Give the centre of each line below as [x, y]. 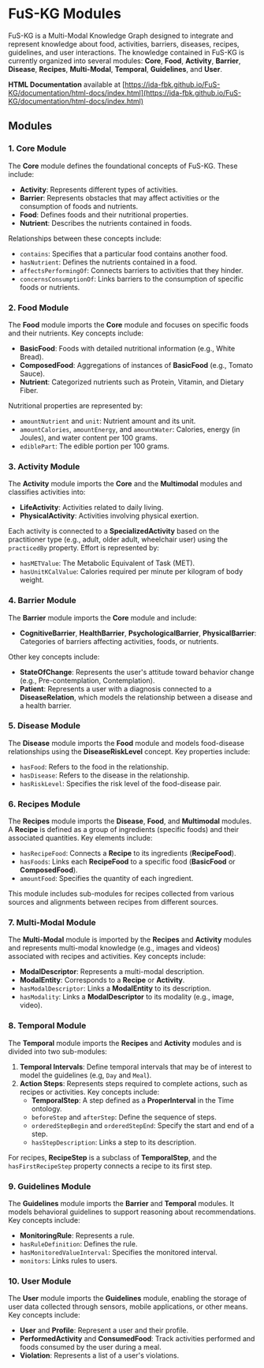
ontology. [46, 1108]
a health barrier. [45, 705]
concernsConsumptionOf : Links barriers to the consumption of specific [132, 279]
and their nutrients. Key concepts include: [76, 333]
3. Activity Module [44, 467]
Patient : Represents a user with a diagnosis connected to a [115, 688]
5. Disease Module [45, 725]
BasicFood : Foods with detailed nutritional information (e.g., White [127, 348]
